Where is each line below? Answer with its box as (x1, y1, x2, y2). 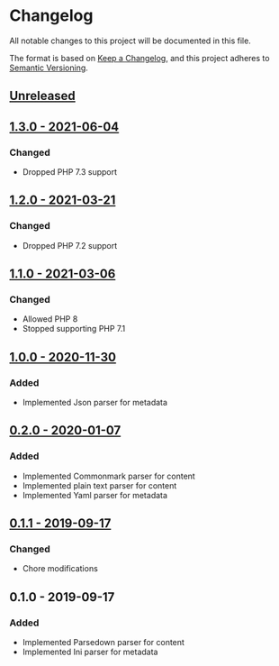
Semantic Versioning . (9, 62, 88, 73)
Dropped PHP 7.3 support (22, 167, 118, 178)
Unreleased (9, 88, 76, 104)
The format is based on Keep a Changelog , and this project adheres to (9, 52, 270, 63)
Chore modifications (22, 563, 99, 574)
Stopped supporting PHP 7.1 (22, 324, 126, 334)
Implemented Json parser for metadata (22, 397, 168, 408)
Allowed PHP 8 (22, 314, 78, 324)
